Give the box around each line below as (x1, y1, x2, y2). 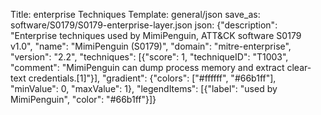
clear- (286, 62, 312, 73)
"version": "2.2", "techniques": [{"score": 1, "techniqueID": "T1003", (10, 51, 289, 63)
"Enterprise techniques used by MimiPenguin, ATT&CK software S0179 (10, 30, 302, 41)
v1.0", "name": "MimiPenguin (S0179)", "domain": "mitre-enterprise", (10, 40, 292, 52)
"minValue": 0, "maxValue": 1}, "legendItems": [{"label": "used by (10, 83, 278, 94)
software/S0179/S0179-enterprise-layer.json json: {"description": (10, 19, 278, 31)
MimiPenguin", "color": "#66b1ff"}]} (10, 94, 157, 105)
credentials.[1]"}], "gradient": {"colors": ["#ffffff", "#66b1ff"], (28, 72, 277, 84)
